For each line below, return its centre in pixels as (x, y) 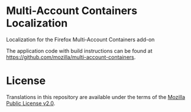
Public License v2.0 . (31, 103)
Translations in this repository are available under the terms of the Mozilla (96, 97)
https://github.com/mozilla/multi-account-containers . (71, 57)
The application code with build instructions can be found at (79, 50)
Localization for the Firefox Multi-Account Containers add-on (80, 39)
